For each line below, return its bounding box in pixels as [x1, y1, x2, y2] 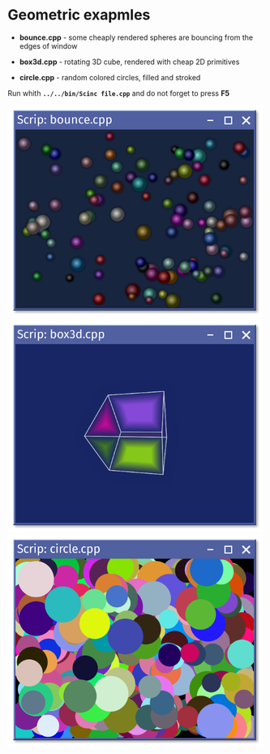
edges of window [19, 41, 78, 50]
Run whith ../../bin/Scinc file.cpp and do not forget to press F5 [7, 88, 230, 98]
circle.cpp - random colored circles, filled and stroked [19, 72, 201, 82]
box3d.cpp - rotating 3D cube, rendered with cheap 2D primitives [19, 57, 240, 67]
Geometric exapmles [7, 6, 151, 24]
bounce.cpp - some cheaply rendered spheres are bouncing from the [19, 32, 253, 42]
